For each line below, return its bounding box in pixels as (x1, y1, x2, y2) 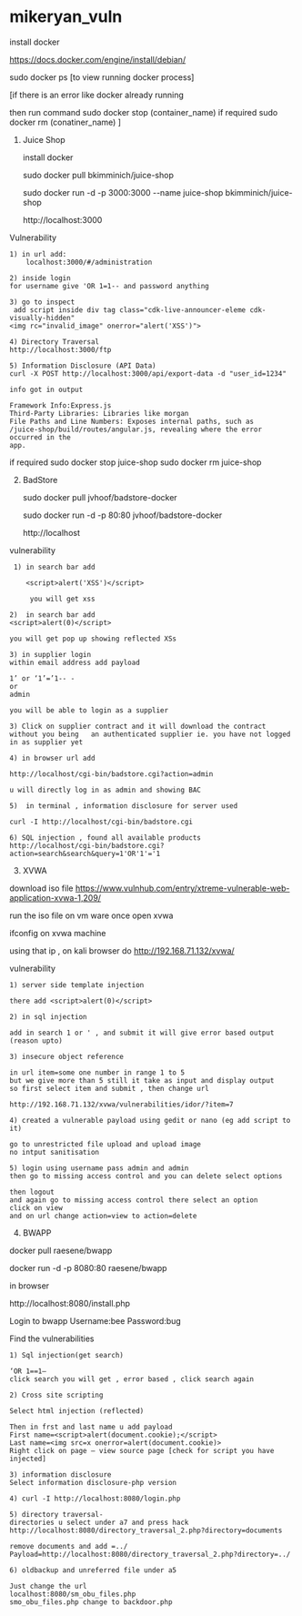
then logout (9, 1187, 55, 1197)
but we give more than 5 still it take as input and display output (9, 1076, 275, 1085)
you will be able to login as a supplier (9, 705, 169, 715)
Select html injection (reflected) (9, 1406, 145, 1416)
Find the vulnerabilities (9, 1333, 95, 1344)
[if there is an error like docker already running (9, 89, 185, 100)
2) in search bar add (9, 610, 96, 620)
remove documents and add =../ (9, 1541, 128, 1550)
